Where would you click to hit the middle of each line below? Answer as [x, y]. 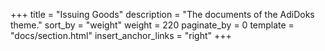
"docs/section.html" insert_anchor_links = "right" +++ [121, 35]
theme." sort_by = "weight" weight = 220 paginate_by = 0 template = [152, 25]
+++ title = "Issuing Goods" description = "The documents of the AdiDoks [162, 14]
